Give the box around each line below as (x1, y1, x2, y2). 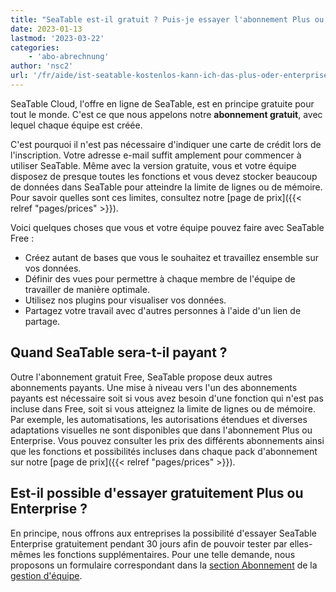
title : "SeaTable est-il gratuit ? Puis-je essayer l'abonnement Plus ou (10, 14, 325, 25)
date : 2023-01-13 (10, 24, 83, 34)
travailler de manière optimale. (24, 283, 150, 295)
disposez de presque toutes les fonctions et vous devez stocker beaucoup (10, 170, 318, 182)
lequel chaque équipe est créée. (10, 119, 143, 131)
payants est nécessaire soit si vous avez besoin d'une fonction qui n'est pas (10, 392, 324, 404)
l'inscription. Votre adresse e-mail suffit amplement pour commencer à (10, 149, 302, 161)
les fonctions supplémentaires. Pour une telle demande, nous (43, 548, 296, 560)
